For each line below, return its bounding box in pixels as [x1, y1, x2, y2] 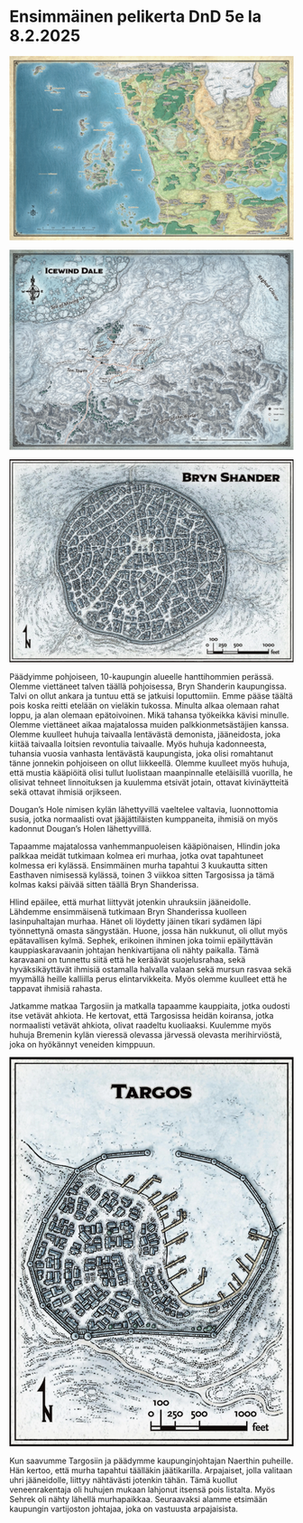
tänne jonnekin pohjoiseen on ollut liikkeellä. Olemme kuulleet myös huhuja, [9, 757, 290, 769]
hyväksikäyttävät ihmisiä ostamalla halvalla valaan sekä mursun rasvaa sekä [9, 964, 292, 975]
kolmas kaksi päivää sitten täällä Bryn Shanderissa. [9, 879, 199, 890]
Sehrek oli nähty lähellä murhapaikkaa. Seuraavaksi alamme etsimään [9, 1494, 268, 1505]
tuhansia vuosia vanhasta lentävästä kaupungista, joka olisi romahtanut [9, 748, 273, 759]
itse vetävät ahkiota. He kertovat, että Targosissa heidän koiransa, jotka [9, 1011, 274, 1021]
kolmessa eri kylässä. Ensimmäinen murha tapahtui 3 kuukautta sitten [9, 860, 268, 871]
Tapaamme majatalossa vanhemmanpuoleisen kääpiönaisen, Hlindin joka [9, 841, 281, 851]
